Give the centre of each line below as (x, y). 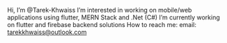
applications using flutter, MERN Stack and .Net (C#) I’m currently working (114, 17)
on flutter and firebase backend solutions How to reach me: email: (102, 25)
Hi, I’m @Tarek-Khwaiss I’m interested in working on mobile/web (100, 10)
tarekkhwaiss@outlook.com (47, 32)
